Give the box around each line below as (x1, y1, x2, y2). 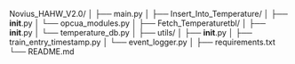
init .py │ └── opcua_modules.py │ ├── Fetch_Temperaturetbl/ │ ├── (9, 18, 267, 28)
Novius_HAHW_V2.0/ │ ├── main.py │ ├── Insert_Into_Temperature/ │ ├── (9, 9, 289, 19)
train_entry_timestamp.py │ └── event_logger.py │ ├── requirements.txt (9, 36, 275, 47)
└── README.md (9, 46, 75, 57)
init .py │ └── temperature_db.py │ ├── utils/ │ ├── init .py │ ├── (9, 28, 253, 37)
